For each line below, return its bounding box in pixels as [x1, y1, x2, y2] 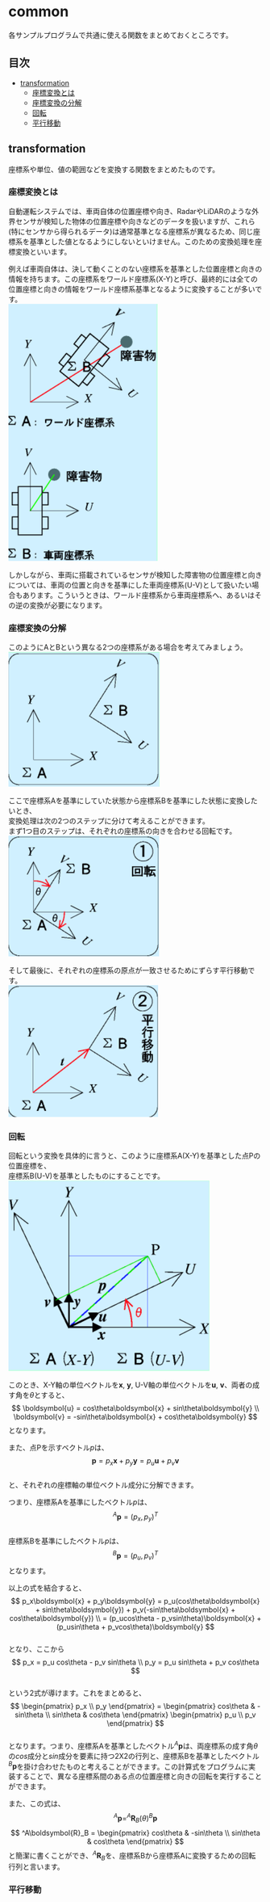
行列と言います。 [8, 1862, 64, 1872]
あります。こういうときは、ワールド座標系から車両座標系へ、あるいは [22, 590, 255, 600]
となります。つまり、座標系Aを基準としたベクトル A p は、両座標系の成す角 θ [8, 1740, 258, 1751]
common [8, 2, 69, 21]
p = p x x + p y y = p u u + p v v [91, 1456, 180, 1468]
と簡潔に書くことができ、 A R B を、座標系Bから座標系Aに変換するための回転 [8, 1849, 256, 1862]
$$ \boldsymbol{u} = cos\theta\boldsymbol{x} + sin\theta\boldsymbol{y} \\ [11, 1403, 260, 1413]
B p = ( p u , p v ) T [112, 1549, 159, 1562]
